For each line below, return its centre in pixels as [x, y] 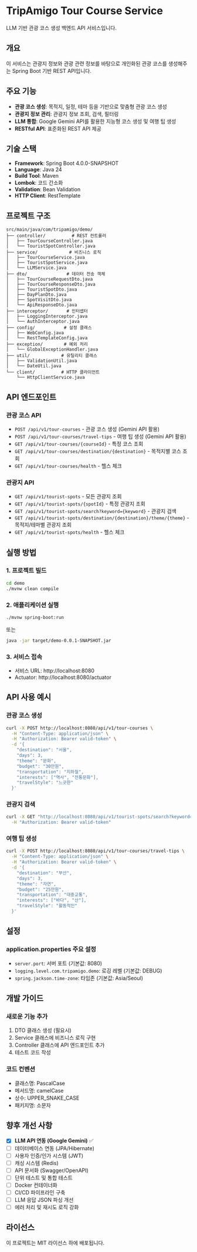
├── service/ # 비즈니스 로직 [54, 252]
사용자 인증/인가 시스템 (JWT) [49, 1156]
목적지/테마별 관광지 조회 [43, 525]
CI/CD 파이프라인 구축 [40, 1192]
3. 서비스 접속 [24, 657]
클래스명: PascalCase [40, 1083]
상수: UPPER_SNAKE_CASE [47, 1098]
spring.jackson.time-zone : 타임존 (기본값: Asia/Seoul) [79, 978]
